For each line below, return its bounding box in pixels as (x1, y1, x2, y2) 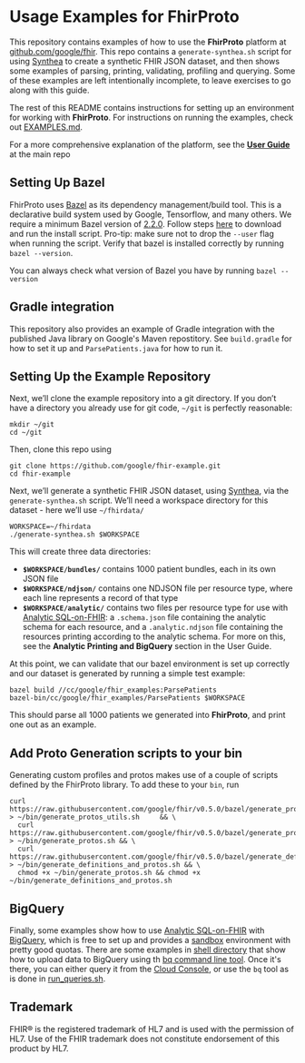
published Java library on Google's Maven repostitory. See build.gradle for (9, 333, 292, 344)
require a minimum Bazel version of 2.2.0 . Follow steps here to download (9, 218, 282, 229)
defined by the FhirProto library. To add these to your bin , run (9, 779, 240, 791)
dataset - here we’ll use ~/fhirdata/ (9, 505, 144, 516)
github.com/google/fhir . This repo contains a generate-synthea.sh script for (9, 45, 292, 56)
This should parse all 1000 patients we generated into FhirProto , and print (9, 710, 286, 721)
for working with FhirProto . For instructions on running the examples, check (9, 112, 293, 123)
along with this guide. (9, 84, 90, 95)
